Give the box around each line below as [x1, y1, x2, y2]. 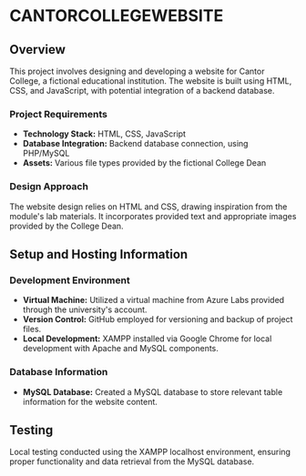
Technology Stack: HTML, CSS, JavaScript [22, 128, 187, 139]
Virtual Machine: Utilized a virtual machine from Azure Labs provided [22, 295, 285, 306]
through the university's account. [22, 304, 148, 315]
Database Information [9, 366, 108, 379]
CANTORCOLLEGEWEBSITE [9, 5, 224, 26]
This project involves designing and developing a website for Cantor [9, 66, 265, 76]
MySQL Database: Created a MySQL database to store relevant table [22, 386, 283, 397]
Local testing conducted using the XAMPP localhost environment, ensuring [9, 447, 291, 458]
